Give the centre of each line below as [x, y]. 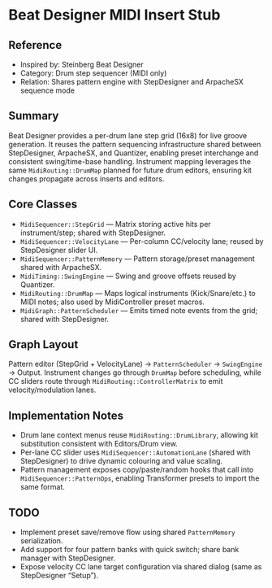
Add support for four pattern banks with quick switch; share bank [130, 550]
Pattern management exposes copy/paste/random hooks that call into [137, 470]
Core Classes [43, 205]
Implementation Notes [66, 415]
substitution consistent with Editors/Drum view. [99, 444]
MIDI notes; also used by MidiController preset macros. [112, 302]
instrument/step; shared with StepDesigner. [93, 233]
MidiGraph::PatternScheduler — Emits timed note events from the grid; [139, 310]
